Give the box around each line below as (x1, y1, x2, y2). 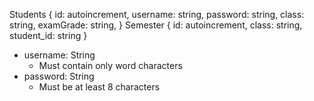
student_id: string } (9, 30, 88, 41)
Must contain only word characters (38, 60, 183, 71)
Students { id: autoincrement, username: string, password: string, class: (9, 9, 305, 20)
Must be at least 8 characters (38, 81, 161, 93)
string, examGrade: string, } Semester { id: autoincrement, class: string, (9, 19, 303, 31)
